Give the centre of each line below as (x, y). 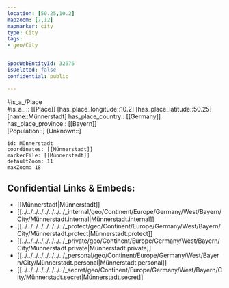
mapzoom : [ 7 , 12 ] (30, 20)
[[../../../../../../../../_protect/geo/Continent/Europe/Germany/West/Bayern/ (119, 226)
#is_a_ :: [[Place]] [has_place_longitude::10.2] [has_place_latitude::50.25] (109, 109)
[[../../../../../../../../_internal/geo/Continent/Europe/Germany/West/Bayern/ (119, 212)
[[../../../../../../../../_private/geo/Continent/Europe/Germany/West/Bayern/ (118, 241)
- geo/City (23, 45)
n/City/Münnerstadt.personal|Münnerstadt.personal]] (92, 263)
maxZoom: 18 (24, 167)
